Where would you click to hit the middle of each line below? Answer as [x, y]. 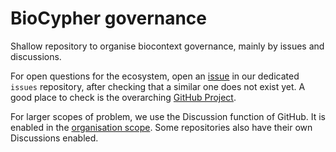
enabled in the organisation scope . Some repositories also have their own [161, 127]
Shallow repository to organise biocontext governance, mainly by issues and [167, 46]
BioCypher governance [109, 18]
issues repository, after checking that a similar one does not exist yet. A [158, 86]
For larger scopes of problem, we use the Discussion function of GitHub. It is [168, 116]
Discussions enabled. [54, 138]
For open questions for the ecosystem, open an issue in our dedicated [155, 76]
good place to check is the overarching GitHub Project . [123, 97]
